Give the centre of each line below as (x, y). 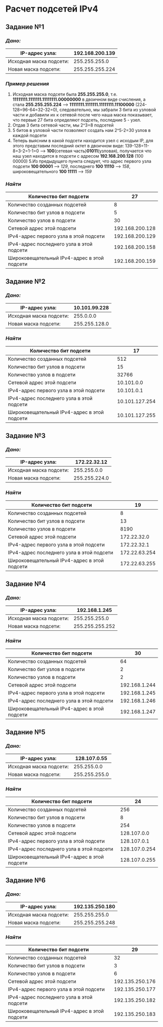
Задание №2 (25, 281)
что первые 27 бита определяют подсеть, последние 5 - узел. (77, 120)
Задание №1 (25, 27)
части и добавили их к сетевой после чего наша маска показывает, (82, 115)
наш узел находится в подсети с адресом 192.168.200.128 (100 (78, 156)
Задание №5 (25, 732)
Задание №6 (26, 880)
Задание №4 (26, 584)
